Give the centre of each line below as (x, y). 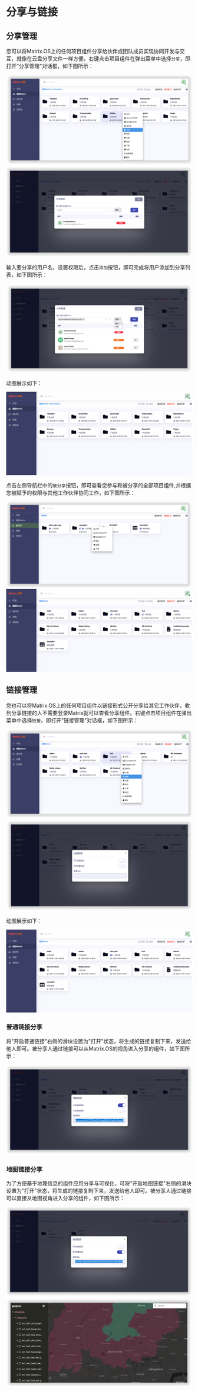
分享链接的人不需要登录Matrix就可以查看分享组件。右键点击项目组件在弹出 (101, 713)
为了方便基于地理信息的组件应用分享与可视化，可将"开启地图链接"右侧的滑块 (99, 1183)
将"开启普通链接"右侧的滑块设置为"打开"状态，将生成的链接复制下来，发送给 (99, 1041)
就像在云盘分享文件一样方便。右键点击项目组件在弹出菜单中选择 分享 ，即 (103, 59)
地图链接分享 (24, 1170)
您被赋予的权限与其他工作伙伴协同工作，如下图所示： (71, 493)
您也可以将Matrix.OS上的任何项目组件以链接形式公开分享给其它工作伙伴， (95, 705)
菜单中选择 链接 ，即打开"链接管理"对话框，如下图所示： (72, 720)
